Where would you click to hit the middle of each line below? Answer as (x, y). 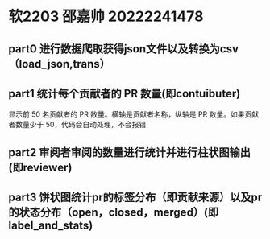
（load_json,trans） (60, 64)
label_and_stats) (51, 226)
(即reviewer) (40, 167)
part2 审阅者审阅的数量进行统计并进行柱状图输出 (130, 152)
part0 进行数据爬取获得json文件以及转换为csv (124, 49)
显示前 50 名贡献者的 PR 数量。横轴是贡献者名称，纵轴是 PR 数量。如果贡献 (134, 114)
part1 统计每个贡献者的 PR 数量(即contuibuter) (125, 93)
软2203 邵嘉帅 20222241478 (106, 16)
